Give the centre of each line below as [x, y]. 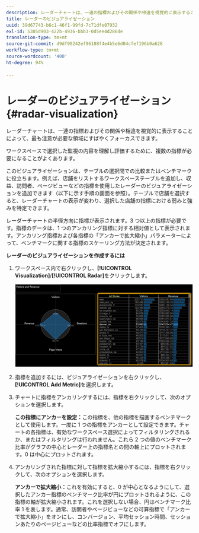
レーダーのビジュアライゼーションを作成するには [66, 256]
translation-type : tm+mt [37, 38]
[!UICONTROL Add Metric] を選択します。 [65, 384]
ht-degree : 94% [25, 62]
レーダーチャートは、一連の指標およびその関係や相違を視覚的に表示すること [99, 131]
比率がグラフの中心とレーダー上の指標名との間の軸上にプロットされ [98, 447]
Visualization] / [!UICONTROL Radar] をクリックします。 [83, 275]
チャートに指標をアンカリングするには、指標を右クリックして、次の [97, 397]
